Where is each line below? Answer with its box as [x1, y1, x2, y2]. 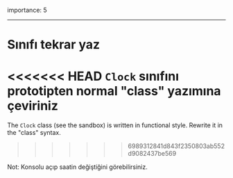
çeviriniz [7, 98, 59, 114]
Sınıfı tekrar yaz [7, 37, 101, 53]
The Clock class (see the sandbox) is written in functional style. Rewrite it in [7, 121, 223, 129]
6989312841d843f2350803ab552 [128, 142, 225, 150]
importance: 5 [7, 6, 47, 14]
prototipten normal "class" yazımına [7, 83, 221, 99]
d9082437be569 [128, 149, 177, 158]
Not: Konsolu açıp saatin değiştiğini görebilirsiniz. [7, 163, 148, 171]
